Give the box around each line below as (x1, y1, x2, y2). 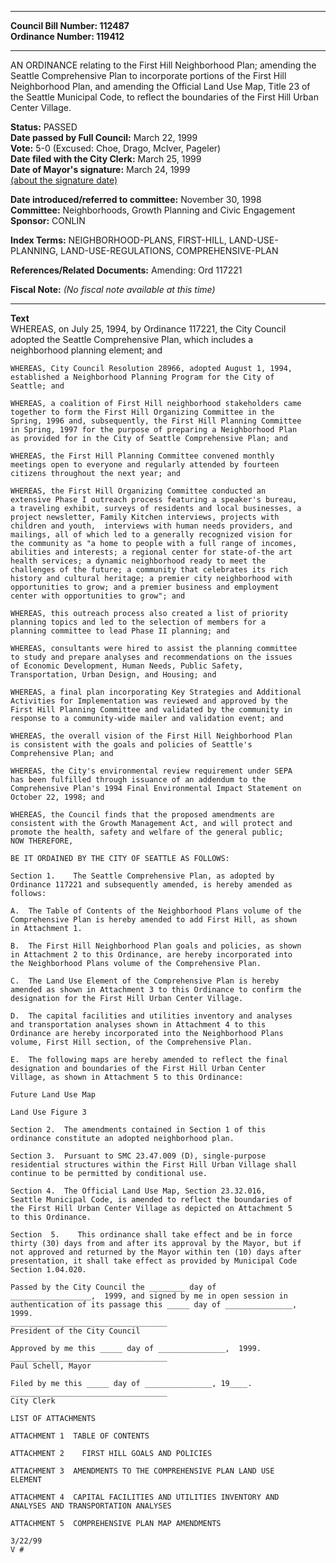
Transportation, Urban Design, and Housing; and (10, 670, 217, 680)
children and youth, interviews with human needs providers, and (10, 521, 293, 531)
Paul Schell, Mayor (10, 1361, 92, 1371)
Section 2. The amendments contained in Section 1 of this (10, 1125, 267, 1135)
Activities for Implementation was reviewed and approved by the (10, 696, 288, 706)
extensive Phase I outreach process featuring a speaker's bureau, (10, 495, 298, 505)
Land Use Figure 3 (10, 1107, 87, 1117)
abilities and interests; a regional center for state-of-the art (10, 547, 293, 557)
